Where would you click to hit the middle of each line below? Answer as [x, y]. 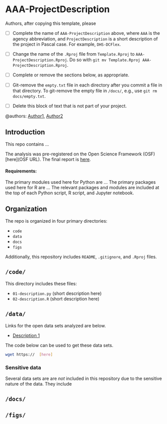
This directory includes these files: [41, 283]
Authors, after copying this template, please [51, 23]
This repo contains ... [27, 144]
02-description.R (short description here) [56, 299]
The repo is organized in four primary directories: [56, 221]
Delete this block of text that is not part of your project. [70, 106]
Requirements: [21, 171]
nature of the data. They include [39, 384]
